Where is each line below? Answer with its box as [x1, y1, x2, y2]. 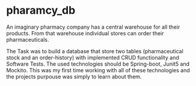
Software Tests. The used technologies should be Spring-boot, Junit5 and [6, 60, 190, 67]
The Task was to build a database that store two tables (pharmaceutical [6, 47, 183, 54]
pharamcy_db [6, 4, 76, 17]
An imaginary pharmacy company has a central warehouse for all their [6, 23, 180, 30]
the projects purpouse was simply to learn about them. [6, 73, 142, 80]
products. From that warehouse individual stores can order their [6, 29, 164, 36]
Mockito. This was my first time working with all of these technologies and [6, 66, 191, 73]
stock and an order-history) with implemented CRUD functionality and [6, 54, 179, 61]
